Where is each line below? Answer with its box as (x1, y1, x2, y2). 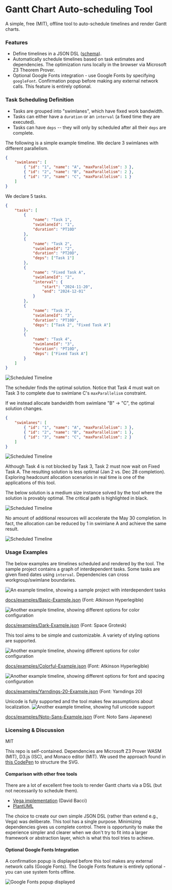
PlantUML (12, 803, 34, 809)
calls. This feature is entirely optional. (12, 83, 92, 89)
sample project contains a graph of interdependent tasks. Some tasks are (5, 566, 160, 572)
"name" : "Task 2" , (32, 241, 72, 246)
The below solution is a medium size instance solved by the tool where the (5, 490, 163, 496)
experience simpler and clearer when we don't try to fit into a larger (5, 829, 148, 836)
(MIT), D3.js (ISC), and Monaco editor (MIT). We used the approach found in (5, 754, 166, 759)
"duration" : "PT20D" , (32, 251, 79, 256)
